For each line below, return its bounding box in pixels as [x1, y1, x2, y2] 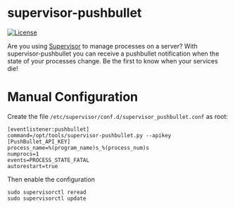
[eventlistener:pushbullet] [7, 125, 90, 133]
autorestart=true [7, 163, 58, 170]
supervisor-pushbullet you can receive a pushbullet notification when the [7, 49, 220, 58]
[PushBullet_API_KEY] [7, 138, 71, 145]
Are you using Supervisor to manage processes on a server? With [7, 42, 198, 50]
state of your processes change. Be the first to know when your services [7, 56, 218, 65]
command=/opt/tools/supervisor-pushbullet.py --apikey [7, 132, 172, 139]
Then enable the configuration [7, 175, 95, 184]
